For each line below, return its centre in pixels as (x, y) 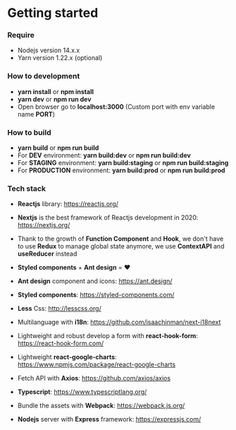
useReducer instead (47, 254)
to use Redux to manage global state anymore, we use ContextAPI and (121, 246)
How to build (29, 132)
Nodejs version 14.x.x (49, 50)
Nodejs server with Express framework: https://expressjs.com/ (109, 419)
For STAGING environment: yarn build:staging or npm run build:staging (123, 163)
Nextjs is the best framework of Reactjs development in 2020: (108, 217)
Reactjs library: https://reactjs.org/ (68, 204)
